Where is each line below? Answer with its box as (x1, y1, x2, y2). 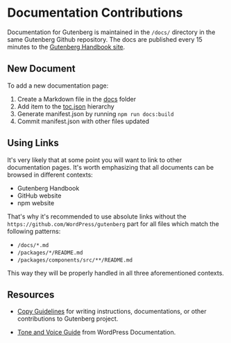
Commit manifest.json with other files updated (17, 117, 150, 125)
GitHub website (17, 191, 62, 200)
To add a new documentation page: (7, 81, 109, 90)
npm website (17, 198, 55, 207)
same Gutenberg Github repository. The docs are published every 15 (7, 35, 203, 43)
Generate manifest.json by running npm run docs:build (17, 109, 174, 118)
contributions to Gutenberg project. (17, 314, 119, 323)
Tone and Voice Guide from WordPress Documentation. (17, 328, 176, 337)
